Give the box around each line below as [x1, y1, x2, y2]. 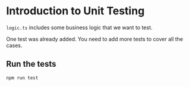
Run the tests [6, 59, 56, 69]
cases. [6, 42, 23, 49]
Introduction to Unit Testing [6, 4, 145, 18]
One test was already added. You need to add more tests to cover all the [6, 35, 183, 42]
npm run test [6, 74, 39, 81]
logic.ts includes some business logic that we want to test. [6, 24, 153, 31]
